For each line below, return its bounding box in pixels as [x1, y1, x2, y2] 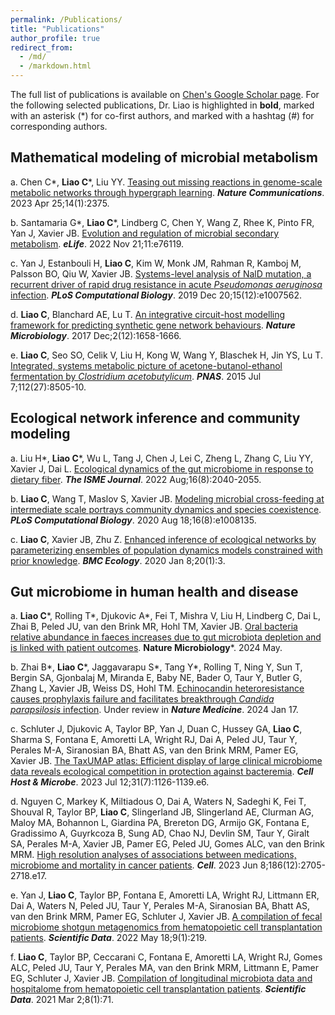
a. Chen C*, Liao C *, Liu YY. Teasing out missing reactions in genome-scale [10, 176, 323, 188]
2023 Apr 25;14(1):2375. [10, 197, 110, 209]
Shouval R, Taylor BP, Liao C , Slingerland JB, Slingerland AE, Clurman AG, [10, 806, 315, 818]
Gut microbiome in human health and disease [10, 584, 299, 601]
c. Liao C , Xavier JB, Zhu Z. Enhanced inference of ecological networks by [10, 533, 317, 545]
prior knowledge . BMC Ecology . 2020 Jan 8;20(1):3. [10, 554, 226, 566]
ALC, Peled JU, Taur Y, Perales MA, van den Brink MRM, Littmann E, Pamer [10, 962, 319, 974]
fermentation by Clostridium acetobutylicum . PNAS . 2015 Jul [10, 370, 262, 382]
